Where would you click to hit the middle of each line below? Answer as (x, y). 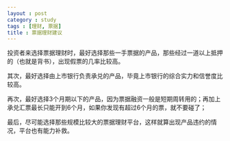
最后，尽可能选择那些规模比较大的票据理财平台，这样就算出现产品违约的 (109, 122)
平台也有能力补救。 (46, 131)
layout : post (27, 13)
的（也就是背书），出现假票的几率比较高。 (66, 62)
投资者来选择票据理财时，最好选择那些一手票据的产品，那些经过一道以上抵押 (115, 53)
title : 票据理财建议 (35, 33)
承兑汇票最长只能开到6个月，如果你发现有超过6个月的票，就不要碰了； (107, 107)
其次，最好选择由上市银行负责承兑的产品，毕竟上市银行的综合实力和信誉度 (112, 76)
